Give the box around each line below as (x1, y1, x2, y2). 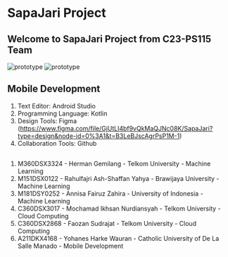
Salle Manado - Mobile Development (17, 242, 124, 251)
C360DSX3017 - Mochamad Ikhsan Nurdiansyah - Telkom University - (17, 204, 221, 213)
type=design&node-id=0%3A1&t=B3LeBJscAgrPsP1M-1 (17, 132, 180, 140)
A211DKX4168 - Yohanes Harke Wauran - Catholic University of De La (17, 234, 220, 243)
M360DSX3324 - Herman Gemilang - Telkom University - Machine (17, 160, 211, 168)
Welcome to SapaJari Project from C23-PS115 (7, 33, 212, 45)
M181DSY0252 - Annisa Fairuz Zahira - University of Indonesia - (17, 189, 204, 198)
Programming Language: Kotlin (17, 109, 108, 118)
